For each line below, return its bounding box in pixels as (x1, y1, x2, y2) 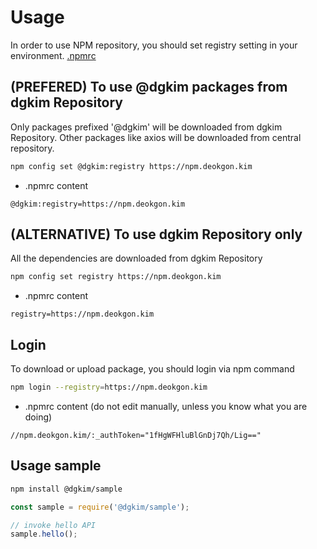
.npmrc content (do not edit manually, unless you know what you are (24, 401, 308, 412)
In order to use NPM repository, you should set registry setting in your (10, 39, 298, 51)
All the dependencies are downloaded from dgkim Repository (10, 252, 263, 265)
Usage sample (10, 457, 102, 475)
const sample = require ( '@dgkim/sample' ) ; (10, 502, 190, 512)
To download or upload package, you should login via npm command (10, 363, 295, 375)
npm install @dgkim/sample (10, 484, 123, 494)
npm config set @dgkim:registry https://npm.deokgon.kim (10, 161, 253, 171)
